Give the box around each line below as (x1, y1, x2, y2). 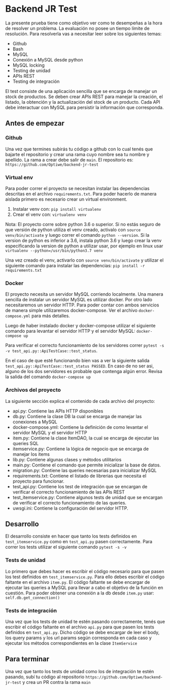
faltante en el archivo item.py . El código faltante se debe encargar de (5, 579, 150, 585)
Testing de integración (12, 78, 60, 84)
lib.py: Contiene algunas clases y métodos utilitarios (12, 456, 122, 462)
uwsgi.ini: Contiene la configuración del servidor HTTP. (12, 505, 128, 511)
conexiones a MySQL (12, 419, 57, 425)
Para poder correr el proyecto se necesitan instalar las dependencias (5, 185, 150, 191)
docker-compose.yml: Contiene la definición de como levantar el (12, 424, 148, 430)
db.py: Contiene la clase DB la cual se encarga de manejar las (12, 413, 142, 419)
